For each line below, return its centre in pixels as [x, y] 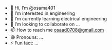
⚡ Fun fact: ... [24, 43]
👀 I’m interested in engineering [43, 13]
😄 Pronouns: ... [27, 37]
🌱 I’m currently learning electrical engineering [58, 19]
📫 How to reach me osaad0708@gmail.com [57, 30]
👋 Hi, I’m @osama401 [33, 8]
